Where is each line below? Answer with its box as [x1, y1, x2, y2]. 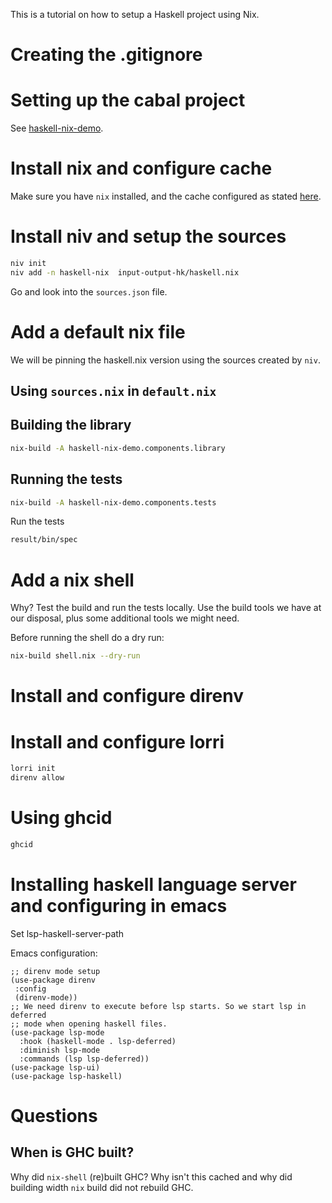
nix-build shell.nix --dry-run [10, 651, 141, 661]
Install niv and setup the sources [10, 225, 287, 248]
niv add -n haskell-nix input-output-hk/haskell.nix [10, 267, 240, 278]
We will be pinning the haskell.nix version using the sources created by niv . [10, 354, 321, 366]
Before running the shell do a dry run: [10, 632, 165, 644]
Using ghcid [10, 807, 113, 829]
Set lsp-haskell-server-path [10, 927, 125, 939]
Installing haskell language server [10, 874, 297, 896]
